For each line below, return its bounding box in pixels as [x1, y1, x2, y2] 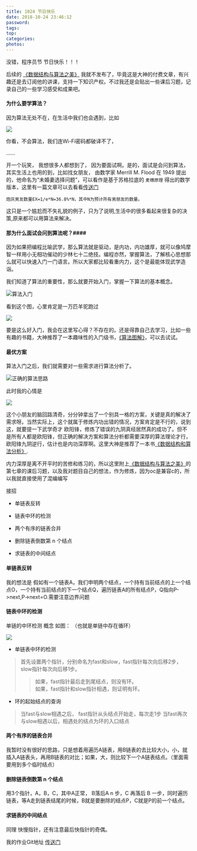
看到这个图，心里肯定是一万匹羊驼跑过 [6, 303, 98, 310]
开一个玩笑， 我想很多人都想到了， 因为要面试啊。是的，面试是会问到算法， [6, 162, 189, 169]
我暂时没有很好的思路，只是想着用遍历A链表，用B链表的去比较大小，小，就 [6, 746, 188, 753]
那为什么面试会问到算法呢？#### [6, 229, 87, 236]
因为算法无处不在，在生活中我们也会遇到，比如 [6, 114, 119, 121]
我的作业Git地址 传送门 [6, 838, 61, 845]
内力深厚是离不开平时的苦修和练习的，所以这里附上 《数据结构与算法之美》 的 [6, 460, 191, 467]
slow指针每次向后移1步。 [20, 665, 80, 672]
